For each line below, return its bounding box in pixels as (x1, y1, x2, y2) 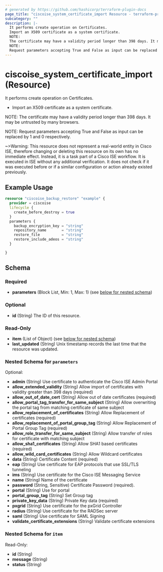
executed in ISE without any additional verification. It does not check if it (5, 159, 149, 165)
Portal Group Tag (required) (12, 425, 67, 431)
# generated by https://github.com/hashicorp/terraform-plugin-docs (5, 7, 147, 12)
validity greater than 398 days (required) (12, 389, 94, 395)
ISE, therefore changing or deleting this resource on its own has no (5, 148, 139, 154)
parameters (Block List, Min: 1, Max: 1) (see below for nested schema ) (12, 289, 152, 295)
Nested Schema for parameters (5, 358, 79, 365)
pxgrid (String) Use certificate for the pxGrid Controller (12, 503, 122, 509)
